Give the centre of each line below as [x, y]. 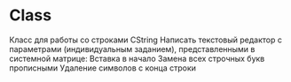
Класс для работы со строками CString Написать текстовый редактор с [145, 40]
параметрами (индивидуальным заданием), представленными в [132, 48]
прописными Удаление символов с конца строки [103, 68]
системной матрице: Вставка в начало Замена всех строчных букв [137, 58]
